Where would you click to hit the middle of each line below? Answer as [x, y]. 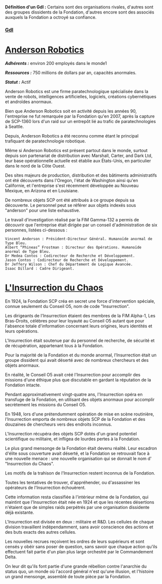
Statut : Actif [18, 82]
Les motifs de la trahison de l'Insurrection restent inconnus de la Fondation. [80, 473]
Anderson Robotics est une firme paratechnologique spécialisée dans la [77, 91]
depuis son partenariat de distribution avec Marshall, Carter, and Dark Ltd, [79, 155]
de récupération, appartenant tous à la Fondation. [54, 345]
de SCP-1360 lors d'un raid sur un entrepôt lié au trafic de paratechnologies [81, 121]
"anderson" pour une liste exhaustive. [43, 210]
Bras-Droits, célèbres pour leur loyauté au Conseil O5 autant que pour [75, 321]
